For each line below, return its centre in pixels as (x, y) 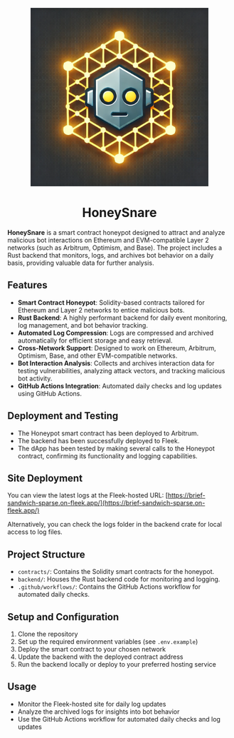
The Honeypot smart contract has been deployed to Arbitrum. (108, 433)
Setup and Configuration (63, 617)
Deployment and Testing (63, 416)
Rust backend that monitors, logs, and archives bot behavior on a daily (111, 255)
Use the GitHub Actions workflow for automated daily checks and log (119, 719)
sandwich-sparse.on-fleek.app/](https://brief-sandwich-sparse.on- (106, 503)
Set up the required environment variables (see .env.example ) (108, 642)
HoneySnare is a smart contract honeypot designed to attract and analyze (116, 232)
